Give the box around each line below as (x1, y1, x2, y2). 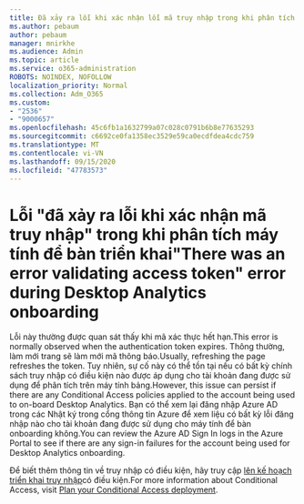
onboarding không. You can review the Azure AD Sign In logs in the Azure (9, 428, 284, 439)
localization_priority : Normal (9, 81, 128, 90)
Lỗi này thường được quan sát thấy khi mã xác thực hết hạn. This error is (9, 331, 279, 342)
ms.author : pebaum (9, 22, 79, 31)
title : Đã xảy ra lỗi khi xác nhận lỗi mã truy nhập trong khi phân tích (9, 13, 296, 23)
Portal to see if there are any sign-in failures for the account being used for (9, 438, 290, 449)
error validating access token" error (9, 263, 287, 283)
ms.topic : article (9, 55, 79, 65)
